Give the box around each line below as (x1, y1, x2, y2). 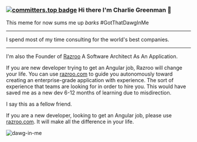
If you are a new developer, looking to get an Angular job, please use (6, 112, 172, 119)
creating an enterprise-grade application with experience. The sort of (6, 77, 174, 84)
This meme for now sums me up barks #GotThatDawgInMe (6, 19, 150, 26)
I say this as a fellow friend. (6, 100, 72, 108)
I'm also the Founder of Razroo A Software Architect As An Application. (6, 53, 178, 60)
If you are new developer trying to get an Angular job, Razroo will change (6, 65, 183, 72)
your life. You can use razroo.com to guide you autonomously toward (6, 70, 173, 77)
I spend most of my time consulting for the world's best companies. (6, 36, 169, 43)
